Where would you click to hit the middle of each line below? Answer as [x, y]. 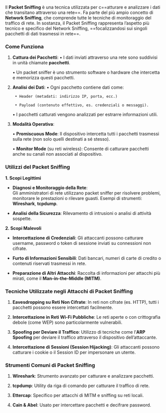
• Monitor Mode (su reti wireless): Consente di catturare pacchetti [81, 149]
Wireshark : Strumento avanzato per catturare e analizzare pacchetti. [83, 376]
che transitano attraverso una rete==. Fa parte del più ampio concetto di [79, 12]
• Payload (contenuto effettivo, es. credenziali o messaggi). [82, 105]
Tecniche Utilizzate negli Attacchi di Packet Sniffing [69, 291]
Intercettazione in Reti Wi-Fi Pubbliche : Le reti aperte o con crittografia [86, 317]
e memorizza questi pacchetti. [43, 78]
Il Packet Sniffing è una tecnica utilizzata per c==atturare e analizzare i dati [83, 7]
